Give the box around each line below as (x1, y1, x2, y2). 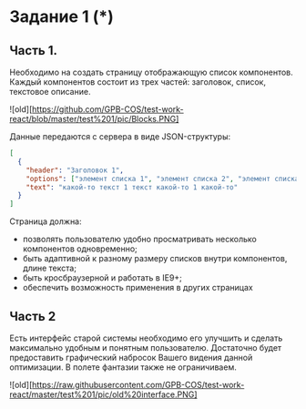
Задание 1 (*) (9, 6, 114, 27)
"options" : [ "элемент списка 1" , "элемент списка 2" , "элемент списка (25, 174, 300, 183)
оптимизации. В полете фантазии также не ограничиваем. (9, 362, 237, 373)
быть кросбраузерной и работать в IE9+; (22, 272, 182, 283)
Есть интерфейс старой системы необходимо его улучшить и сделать (9, 332, 283, 343)
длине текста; (22, 262, 77, 274)
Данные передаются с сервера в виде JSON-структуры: (9, 131, 231, 142)
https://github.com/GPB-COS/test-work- (31, 104, 184, 115)
